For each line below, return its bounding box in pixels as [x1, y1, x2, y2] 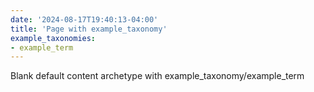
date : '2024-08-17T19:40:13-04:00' [10, 14, 159, 25]
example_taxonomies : [10, 33, 97, 43]
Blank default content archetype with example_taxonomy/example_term [10, 70, 305, 82]
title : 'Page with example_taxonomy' [10, 24, 168, 34]
